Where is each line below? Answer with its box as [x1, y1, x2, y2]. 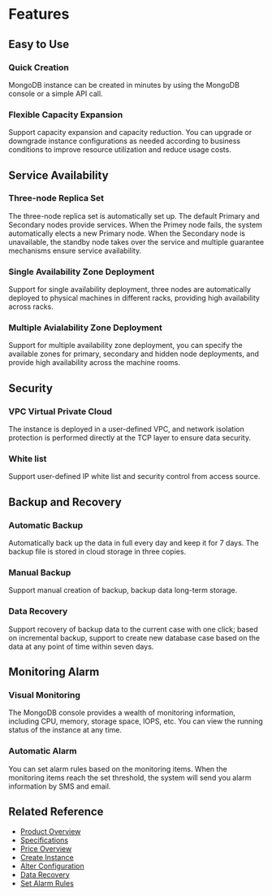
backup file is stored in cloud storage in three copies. [8, 546, 187, 557]
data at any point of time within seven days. [8, 642, 154, 651]
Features [8, 5, 70, 24]
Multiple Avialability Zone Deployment [8, 322, 162, 333]
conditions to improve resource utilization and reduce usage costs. [8, 145, 231, 154]
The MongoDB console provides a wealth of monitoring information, [8, 708, 235, 718]
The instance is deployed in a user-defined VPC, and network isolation [8, 424, 245, 434]
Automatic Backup [8, 520, 84, 531]
